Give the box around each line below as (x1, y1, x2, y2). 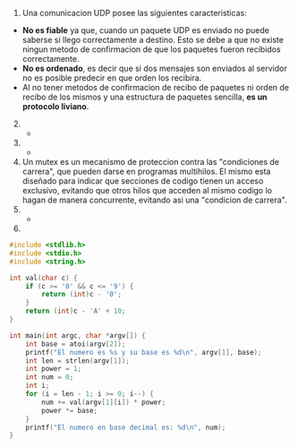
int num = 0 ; (25, 373, 74, 382)
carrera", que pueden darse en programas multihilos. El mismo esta (21, 166, 271, 177)
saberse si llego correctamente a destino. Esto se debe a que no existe (21, 35, 285, 45)
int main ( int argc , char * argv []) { (9, 331, 146, 340)
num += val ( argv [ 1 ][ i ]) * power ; (41, 398, 166, 407)
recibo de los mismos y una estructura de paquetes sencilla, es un (21, 91, 268, 102)
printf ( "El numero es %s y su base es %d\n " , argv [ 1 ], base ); (25, 348, 262, 357)
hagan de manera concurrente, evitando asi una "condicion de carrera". (21, 194, 287, 205)
